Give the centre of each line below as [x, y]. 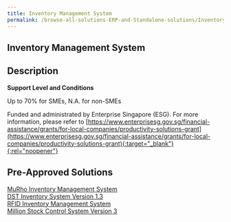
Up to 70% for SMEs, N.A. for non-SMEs [64, 101]
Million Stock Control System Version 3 [62, 211]
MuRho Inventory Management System [63, 189]
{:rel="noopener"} [33, 151]
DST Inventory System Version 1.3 [55, 196]
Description [33, 71]
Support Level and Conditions [51, 87]
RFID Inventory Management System [59, 203]
